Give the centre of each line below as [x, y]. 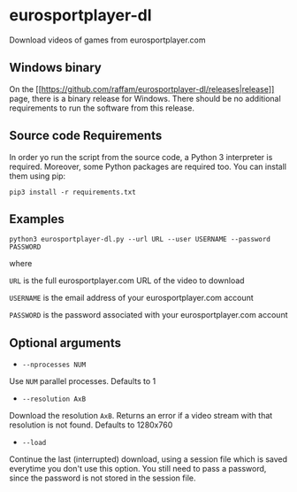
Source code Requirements [86, 136]
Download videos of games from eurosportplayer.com [107, 40]
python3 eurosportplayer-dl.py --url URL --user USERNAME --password [140, 240]
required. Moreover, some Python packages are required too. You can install [148, 166]
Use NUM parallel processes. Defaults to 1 [83, 381]
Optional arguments [65, 343]
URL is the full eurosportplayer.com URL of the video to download [127, 281]
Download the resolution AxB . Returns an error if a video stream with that [141, 416]
